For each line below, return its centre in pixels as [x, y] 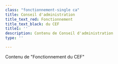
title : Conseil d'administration [40, 15]
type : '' [14, 38]
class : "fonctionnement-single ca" [42, 10]
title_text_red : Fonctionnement [39, 19]
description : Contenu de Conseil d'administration [59, 33]
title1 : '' [17, 29]
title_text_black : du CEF [32, 24]
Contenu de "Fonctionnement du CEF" [45, 56]
